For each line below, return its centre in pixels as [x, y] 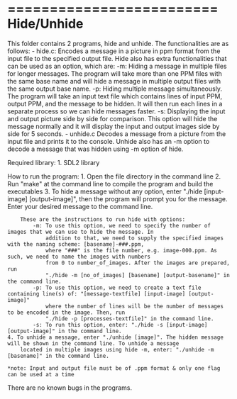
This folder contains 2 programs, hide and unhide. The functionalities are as [118, 43]
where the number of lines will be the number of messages [134, 306]
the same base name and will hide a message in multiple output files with [114, 81]
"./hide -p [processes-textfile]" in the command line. [129, 319]
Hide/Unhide [45, 24]
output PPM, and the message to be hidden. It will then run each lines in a [115, 103]
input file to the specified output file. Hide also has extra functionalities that [117, 58]
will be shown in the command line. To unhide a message [93, 343]
